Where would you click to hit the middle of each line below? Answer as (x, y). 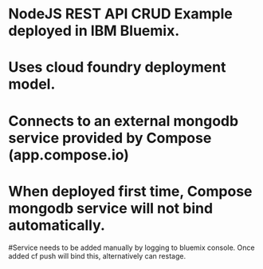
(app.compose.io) (69, 154)
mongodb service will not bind (111, 208)
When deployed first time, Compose (130, 191)
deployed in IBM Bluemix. (94, 31)
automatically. (57, 225)
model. (32, 84)
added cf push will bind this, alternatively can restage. (97, 255)
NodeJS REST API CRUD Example (120, 14)
